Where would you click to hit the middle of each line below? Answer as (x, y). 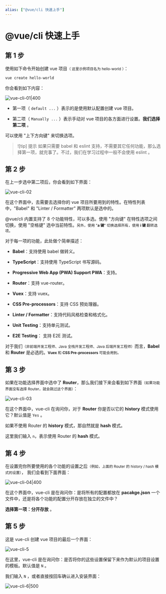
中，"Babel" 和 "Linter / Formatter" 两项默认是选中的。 (61, 208)
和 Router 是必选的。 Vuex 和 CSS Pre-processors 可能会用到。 (63, 353)
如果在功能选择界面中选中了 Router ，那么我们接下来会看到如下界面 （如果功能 (83, 383)
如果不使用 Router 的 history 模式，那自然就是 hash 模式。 (65, 426)
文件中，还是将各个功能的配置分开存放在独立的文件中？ (61, 498)
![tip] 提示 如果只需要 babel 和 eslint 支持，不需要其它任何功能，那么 (87, 146)
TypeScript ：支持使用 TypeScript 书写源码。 (58, 262)
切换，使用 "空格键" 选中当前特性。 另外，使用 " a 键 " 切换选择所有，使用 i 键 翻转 (80, 225)
